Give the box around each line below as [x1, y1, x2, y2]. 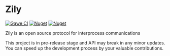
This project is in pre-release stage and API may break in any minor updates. [5, 39, 165, 46]
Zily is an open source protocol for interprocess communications [5, 30, 141, 36]
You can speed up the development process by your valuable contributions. [5, 45, 164, 51]
